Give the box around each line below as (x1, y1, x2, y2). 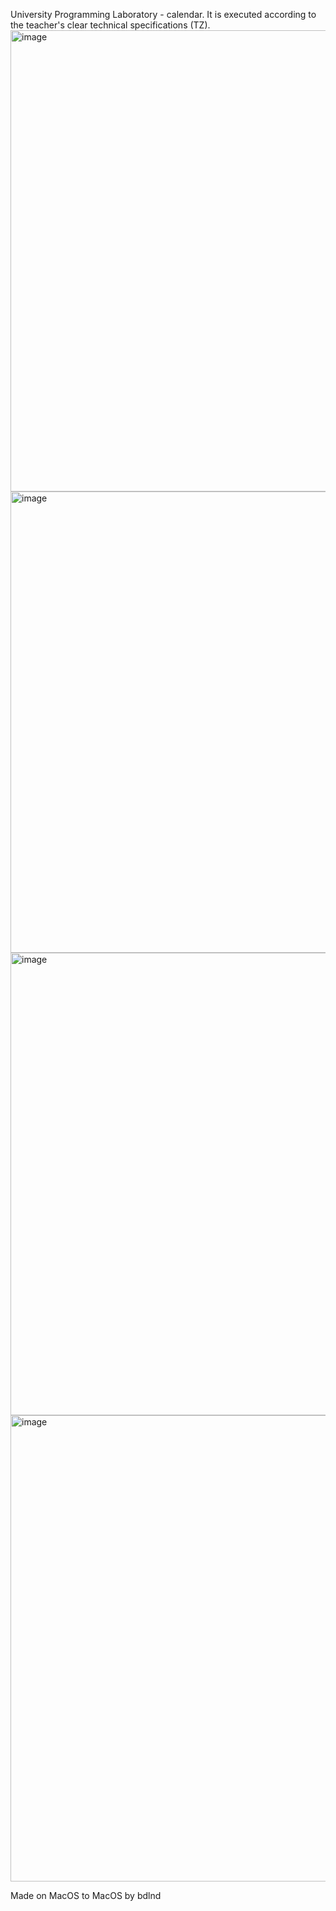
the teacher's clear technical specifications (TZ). (10, 19, 211, 31)
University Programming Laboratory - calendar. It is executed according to (10, 9, 317, 20)
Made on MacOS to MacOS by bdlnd (10, 1890, 162, 1901)
